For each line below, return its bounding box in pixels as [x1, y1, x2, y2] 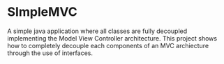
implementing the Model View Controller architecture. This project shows [7, 34, 218, 42]
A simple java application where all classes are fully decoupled [7, 27, 188, 35]
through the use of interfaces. [7, 49, 93, 57]
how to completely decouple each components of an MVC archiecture [7, 41, 209, 50]
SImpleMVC [7, 4, 78, 20]
